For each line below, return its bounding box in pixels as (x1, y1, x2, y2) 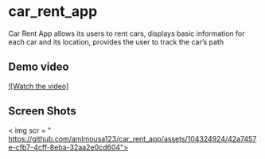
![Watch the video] (8, 81, 69, 91)
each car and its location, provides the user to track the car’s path (8, 37, 224, 46)
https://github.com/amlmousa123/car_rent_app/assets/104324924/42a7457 (8, 134, 257, 143)
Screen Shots (8, 104, 77, 118)
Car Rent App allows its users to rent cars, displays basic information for (8, 29, 245, 38)
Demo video (8, 60, 69, 74)
